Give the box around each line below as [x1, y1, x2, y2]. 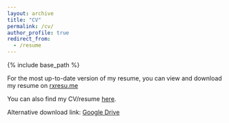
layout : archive [7, 10, 54, 17]
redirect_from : [7, 36, 51, 43]
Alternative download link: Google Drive [7, 108, 120, 116]
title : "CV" [7, 16, 41, 23]
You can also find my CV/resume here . [7, 95, 117, 103]
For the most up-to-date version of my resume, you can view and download [7, 74, 222, 82]
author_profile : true [7, 29, 70, 36]
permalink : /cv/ [7, 23, 54, 30]
